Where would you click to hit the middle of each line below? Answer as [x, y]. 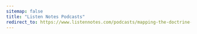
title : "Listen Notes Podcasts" [45, 17]
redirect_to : [22, 22]
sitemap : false [25, 11]
